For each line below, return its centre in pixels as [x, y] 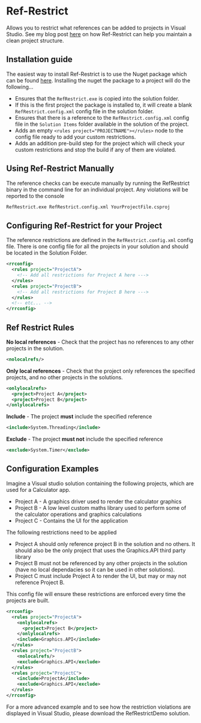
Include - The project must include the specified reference [79, 417]
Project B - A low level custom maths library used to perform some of [100, 507]
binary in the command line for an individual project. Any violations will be [97, 189]
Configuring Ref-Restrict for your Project [84, 225]
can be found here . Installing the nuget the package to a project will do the [98, 80]
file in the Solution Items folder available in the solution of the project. [102, 124]
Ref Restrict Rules [40, 327]
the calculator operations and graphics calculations [78, 514]
